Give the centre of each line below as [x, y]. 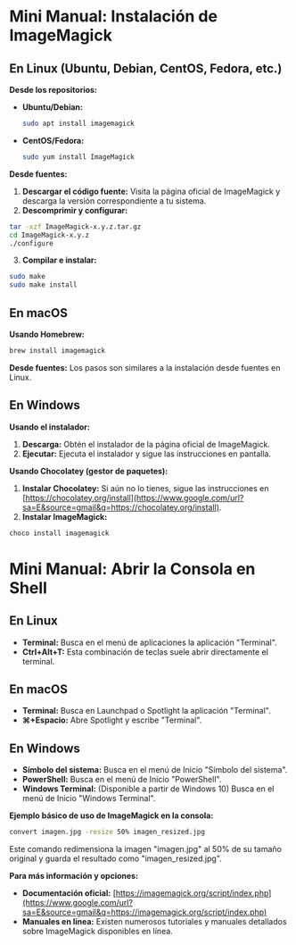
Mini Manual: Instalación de [114, 17]
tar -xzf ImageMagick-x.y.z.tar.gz [75, 226]
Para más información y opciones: [74, 876]
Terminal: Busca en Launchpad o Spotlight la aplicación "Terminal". [146, 711]
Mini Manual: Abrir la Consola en [132, 569]
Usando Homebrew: [47, 334]
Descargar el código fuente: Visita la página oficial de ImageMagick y [151, 191]
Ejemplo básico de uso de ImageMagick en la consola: [111, 815]
